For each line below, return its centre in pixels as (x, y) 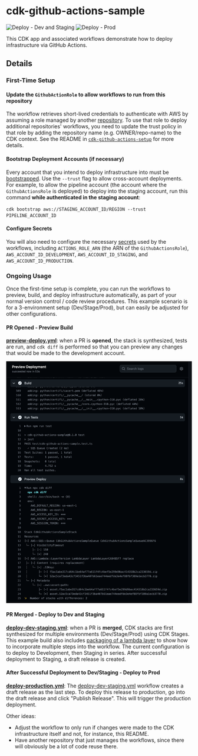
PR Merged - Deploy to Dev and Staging (55, 615)
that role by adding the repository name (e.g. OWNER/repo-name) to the (94, 133)
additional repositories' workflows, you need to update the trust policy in (94, 127)
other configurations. (32, 314)
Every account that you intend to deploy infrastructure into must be (88, 172)
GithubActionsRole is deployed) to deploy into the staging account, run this (97, 191)
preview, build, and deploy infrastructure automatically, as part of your (91, 295)
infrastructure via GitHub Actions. (47, 45)
